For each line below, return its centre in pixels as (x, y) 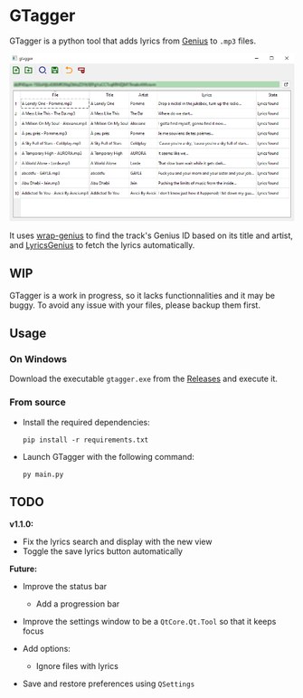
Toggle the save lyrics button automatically (103, 551)
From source (38, 402)
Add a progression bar (78, 604)
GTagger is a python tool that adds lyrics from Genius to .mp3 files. (133, 41)
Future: (24, 569)
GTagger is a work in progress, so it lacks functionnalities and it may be (142, 295)
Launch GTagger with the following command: (108, 456)
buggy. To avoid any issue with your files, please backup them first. (135, 305)
